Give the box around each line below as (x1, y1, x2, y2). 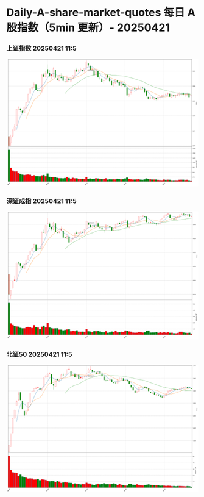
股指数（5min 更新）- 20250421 (6, 21, 171, 35)
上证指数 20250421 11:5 (6, 44, 77, 52)
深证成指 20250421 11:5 (6, 197, 77, 206)
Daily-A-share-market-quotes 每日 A (6, 5, 196, 20)
